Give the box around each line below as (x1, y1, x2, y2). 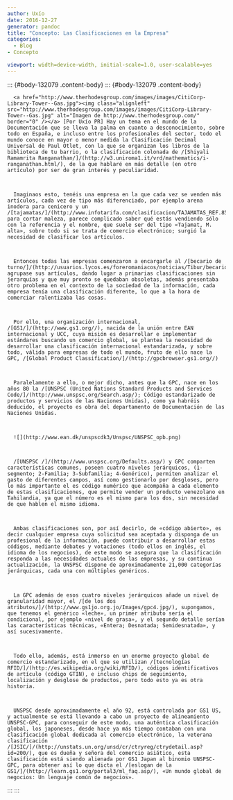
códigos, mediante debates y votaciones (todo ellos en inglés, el (7, 543, 207, 550)
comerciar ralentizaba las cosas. (7, 294, 107, 301)
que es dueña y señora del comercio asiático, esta (37, 749, 191, 756)
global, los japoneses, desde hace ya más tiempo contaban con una (7, 725, 207, 732)
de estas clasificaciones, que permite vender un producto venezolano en (7, 488, 225, 495)
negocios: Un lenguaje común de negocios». (7, 774, 135, 781)
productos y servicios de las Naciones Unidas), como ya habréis (7, 397, 200, 405)
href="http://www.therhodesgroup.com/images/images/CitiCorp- (22, 94, 207, 101)
